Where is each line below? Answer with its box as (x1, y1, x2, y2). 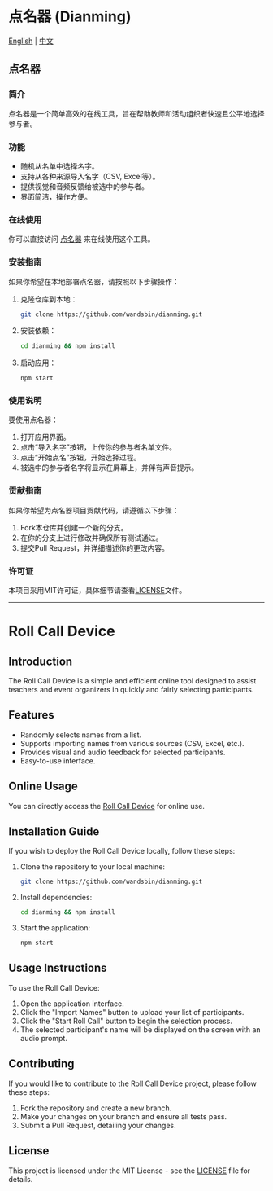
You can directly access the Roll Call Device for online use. (8, 801, 206, 811)
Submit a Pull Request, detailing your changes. (19, 1120, 176, 1130)
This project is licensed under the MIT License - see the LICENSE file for (8, 1166, 250, 1176)
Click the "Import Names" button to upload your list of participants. (19, 1007, 245, 1017)
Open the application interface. (19, 999, 124, 1009)
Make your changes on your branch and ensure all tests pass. (19, 1111, 227, 1121)
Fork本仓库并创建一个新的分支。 (19, 522, 128, 532)
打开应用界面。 (19, 433, 71, 442)
